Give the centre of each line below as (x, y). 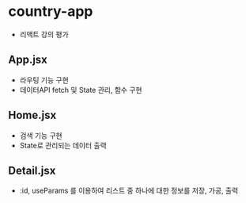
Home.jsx (32, 115)
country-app (51, 11)
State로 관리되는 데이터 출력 (63, 145)
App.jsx (28, 60)
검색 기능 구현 (41, 135)
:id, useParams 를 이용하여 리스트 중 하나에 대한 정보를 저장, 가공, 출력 (129, 191)
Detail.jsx (32, 170)
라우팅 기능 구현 (44, 80)
